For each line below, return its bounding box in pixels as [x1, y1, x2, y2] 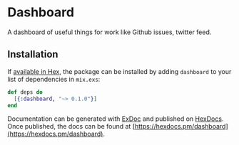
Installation [7, 48, 59, 60]
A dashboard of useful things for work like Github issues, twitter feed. [7, 28, 212, 36]
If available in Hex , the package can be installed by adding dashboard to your [7, 67, 232, 75]
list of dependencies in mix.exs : [7, 75, 101, 83]
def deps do [7, 88, 43, 96]
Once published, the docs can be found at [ [7, 122, 136, 131]
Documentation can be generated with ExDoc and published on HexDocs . [7, 114, 224, 123]
